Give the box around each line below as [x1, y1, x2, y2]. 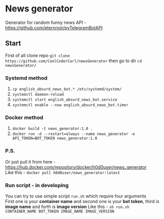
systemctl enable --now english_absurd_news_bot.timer [12, 103, 129, 108]
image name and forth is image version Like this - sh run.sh [5, 204, 130, 210]
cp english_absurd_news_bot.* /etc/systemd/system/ [12, 87, 122, 92]
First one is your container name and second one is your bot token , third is [5, 198, 160, 204]
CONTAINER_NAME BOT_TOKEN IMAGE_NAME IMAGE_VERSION [5, 209, 114, 214]
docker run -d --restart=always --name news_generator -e [12, 131, 135, 137]
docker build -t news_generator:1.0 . [12, 126, 93, 131]
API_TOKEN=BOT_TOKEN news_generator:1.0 [12, 136, 97, 141]
